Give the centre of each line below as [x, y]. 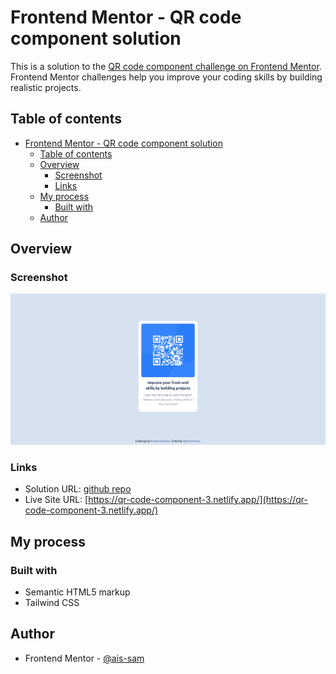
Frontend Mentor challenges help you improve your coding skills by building [166, 77]
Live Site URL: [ [56, 500]
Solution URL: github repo [78, 489]
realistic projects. [46, 87]
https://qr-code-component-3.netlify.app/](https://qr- [198, 500]
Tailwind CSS [52, 603]
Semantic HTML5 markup [77, 592]
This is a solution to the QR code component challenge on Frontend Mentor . [166, 66]
